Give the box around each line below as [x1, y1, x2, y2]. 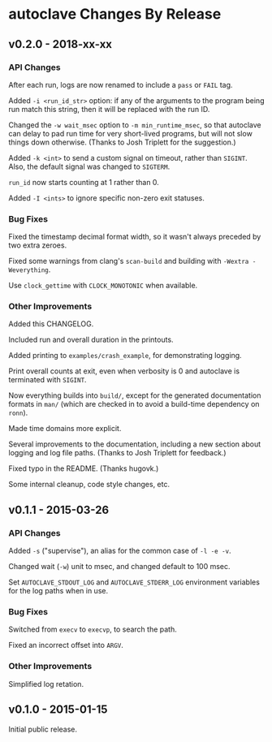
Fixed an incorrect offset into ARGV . [8, 641, 124, 650]
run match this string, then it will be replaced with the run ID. [8, 104, 210, 114]
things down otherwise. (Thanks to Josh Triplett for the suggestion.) [8, 137, 237, 147]
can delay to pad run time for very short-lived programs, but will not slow [8, 128, 253, 138]
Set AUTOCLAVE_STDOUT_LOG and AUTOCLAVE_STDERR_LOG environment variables [8, 577, 260, 587]
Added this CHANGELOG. [8, 319, 94, 329]
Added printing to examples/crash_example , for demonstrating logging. [8, 351, 242, 360]
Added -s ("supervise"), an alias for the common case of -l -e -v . [8, 546, 231, 556]
